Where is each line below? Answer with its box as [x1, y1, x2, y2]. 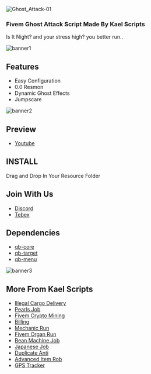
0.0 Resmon [14, 84, 44, 91]
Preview [6, 124, 37, 134]
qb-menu [14, 256, 37, 263]
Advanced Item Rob [14, 356, 62, 363]
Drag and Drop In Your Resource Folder [6, 172, 101, 179]
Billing [14, 318, 30, 325]
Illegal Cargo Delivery [14, 300, 66, 307]
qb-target [14, 249, 38, 257]
